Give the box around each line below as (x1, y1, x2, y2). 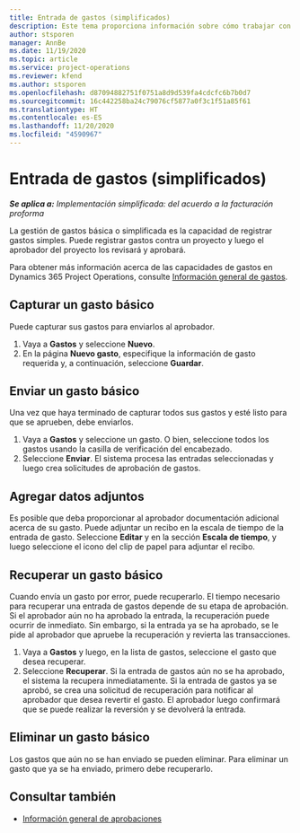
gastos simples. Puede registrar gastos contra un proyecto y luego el (9, 234, 265, 245)
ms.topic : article (9, 55, 78, 64)
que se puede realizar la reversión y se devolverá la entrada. (22, 704, 247, 715)
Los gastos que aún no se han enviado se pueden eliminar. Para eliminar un (9, 753, 289, 764)
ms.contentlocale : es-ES (9, 113, 102, 122)
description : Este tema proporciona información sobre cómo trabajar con (9, 22, 292, 31)
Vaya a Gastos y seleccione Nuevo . (22, 338, 155, 349)
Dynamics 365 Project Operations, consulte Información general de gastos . (9, 271, 288, 282)
